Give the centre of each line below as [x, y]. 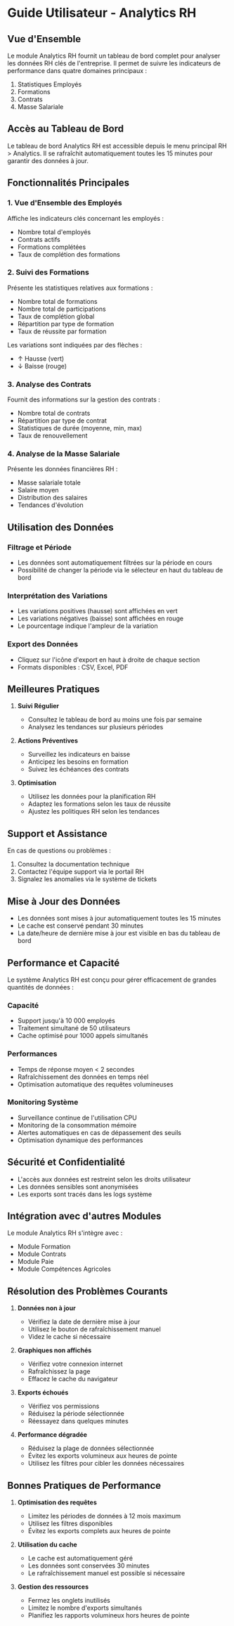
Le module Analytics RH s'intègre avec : [65, 1233]
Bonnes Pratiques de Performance [84, 1485]
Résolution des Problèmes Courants [87, 1291]
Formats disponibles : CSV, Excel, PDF [73, 667]
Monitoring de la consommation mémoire [77, 1125]
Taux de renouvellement [52, 436]
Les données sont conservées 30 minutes [89, 1566]
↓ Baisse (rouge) [42, 366]
